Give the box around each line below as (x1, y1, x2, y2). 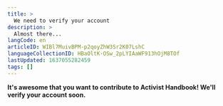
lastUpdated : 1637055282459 (7, 57, 91, 64)
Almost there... (14, 30, 62, 38)
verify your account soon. (7, 90, 86, 99)
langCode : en (7, 37, 46, 44)
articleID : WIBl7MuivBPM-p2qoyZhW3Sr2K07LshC (7, 43, 145, 51)
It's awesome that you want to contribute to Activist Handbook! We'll (7, 83, 216, 91)
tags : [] (7, 63, 33, 70)
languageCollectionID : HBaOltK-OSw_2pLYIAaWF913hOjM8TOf (7, 51, 180, 58)
